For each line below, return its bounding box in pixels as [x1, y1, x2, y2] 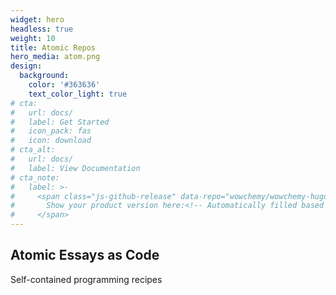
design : [10, 61, 43, 71]
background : [19, 71, 70, 81]
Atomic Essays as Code [10, 247, 160, 264]
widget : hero [10, 14, 65, 25]
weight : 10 [10, 33, 56, 43]
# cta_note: [10, 172, 60, 183]
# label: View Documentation [10, 163, 141, 173]
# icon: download [10, 136, 92, 146]
